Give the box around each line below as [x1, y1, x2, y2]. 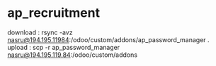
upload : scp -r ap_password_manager [7, 43, 120, 51]
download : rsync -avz [7, 28, 73, 37]
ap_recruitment [7, 5, 101, 21]
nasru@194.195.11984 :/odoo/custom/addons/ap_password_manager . [7, 35, 210, 44]
